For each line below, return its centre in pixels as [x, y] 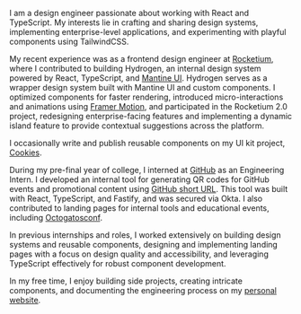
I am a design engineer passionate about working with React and [129, 13]
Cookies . [26, 153]
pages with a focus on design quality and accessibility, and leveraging [139, 254]
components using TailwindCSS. [69, 41]
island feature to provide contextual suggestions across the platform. [137, 126]
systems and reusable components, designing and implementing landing [144, 244]
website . [25, 300]
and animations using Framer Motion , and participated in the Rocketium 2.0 [148, 106]
